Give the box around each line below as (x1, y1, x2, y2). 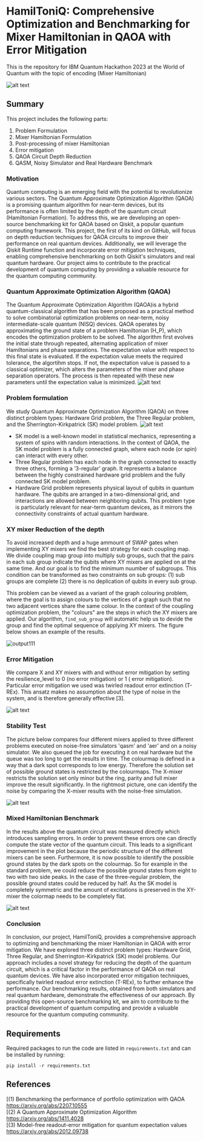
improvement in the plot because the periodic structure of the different (6, 847, 183, 855)
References (6, 1079, 51, 1089)
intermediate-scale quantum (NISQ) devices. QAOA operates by (6, 320, 165, 328)
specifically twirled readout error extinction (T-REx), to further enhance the (6, 979, 194, 986)
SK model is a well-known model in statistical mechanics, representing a (15, 432, 196, 440)
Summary (6, 99, 44, 109)
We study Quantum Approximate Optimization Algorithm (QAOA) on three (6, 407, 189, 415)
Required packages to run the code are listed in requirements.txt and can (6, 1044, 191, 1052)
